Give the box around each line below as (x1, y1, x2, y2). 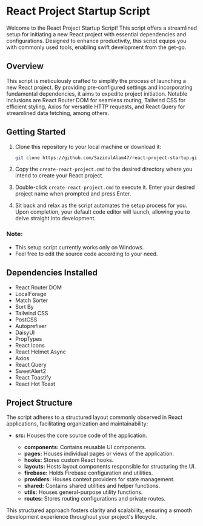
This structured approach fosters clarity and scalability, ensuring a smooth (6, 507, 193, 514)
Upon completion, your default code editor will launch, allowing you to (15, 208, 190, 215)
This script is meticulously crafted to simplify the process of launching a (6, 77, 187, 84)
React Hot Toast (15, 380, 56, 387)
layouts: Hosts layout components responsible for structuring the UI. (24, 463, 196, 470)
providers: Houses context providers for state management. (24, 476, 175, 483)
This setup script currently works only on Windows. (15, 243, 144, 251)
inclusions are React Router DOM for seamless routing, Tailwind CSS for (6, 96, 186, 104)
